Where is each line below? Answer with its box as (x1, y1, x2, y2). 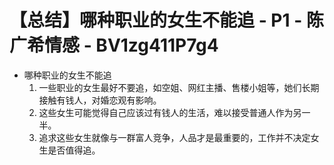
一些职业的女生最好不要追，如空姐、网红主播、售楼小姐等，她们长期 (38, 81, 320, 93)
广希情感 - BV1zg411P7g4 (9, 34, 219, 57)
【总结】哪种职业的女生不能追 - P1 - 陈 (9, 9, 324, 32)
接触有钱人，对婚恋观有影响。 (38, 94, 162, 106)
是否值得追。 (47, 144, 101, 156)
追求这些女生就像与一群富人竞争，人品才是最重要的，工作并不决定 (38, 131, 311, 143)
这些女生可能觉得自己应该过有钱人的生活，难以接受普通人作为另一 (38, 106, 311, 118)
